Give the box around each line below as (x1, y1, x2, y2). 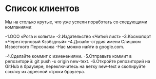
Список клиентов (5, 3, 79, 14)
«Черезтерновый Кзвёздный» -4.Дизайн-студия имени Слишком (5, 38, 141, 44)
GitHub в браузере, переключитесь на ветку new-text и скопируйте (5, 63, 146, 69)
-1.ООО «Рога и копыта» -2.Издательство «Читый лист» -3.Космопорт (5, 33, 151, 39)
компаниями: (5, 24, 33, 30)
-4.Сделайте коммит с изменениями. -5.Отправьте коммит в (5, 53, 132, 59)
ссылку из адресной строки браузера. (5, 68, 85, 74)
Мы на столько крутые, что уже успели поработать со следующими (5, 19, 148, 25)
